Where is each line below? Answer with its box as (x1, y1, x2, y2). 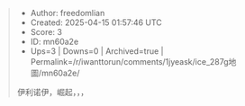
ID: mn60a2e (30, 36, 79, 47)
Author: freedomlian (30, 8, 105, 18)
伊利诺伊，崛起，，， (16, 87, 89, 97)
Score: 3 (30, 27, 62, 37)
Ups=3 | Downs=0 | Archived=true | (30, 46, 164, 57)
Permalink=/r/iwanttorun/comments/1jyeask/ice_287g (30, 57, 229, 66)
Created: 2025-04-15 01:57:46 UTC (30, 17, 163, 28)
